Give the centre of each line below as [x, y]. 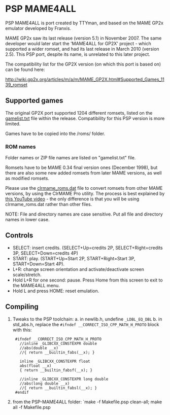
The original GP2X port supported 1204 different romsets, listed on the [79, 113]
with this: [22, 330]
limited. [13, 124]
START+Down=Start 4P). [39, 264]
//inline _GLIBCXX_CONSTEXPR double [58, 343]
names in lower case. [27, 220]
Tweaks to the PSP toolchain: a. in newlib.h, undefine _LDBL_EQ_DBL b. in [87, 319]
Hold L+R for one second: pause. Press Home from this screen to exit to [88, 280]
